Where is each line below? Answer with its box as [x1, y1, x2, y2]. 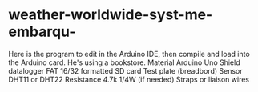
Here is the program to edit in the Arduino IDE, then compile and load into [8, 49, 250, 58]
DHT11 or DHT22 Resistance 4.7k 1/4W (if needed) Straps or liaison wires [8, 74, 250, 84]
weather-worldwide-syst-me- [8, 6, 213, 24]
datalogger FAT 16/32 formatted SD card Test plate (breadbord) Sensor [8, 66, 243, 75]
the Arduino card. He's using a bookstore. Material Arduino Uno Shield [8, 58, 240, 67]
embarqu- [8, 22, 76, 41]
